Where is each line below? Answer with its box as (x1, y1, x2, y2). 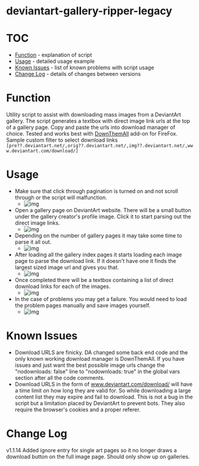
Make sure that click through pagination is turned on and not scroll (14, 188, 178, 195)
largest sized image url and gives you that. (14, 264, 119, 271)
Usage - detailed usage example (14, 58, 95, 65)
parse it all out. (14, 238, 52, 246)
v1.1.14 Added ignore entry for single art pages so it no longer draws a (6, 446, 177, 453)
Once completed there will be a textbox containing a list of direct (14, 277, 174, 283)
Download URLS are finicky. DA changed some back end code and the (14, 348, 188, 356)
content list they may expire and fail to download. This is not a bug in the (14, 393, 193, 400)
